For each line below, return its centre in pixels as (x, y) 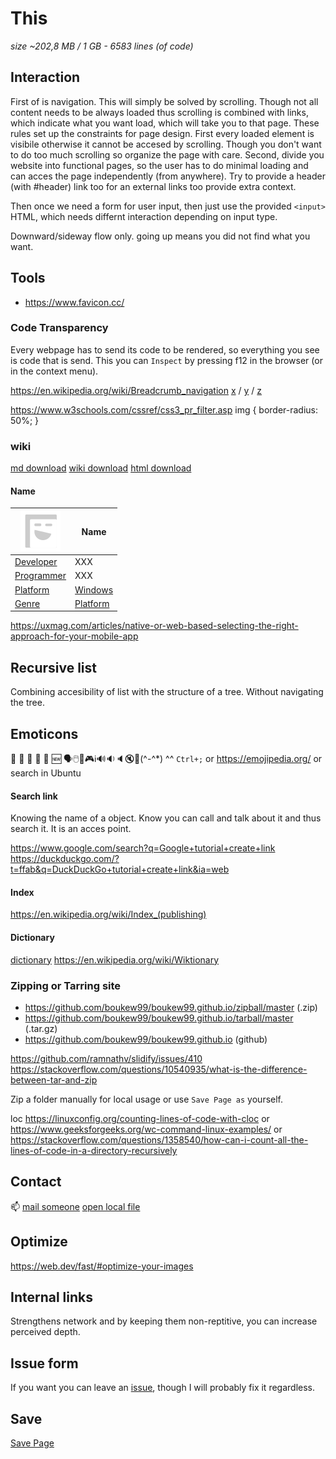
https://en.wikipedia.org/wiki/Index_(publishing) (108, 914)
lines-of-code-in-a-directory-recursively (94, 1150)
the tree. (27, 703)
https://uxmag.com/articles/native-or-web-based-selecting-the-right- (154, 626)
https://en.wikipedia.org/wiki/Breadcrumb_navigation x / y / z (136, 390)
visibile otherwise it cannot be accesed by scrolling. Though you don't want (166, 144)
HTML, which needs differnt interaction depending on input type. (144, 216)
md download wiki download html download (101, 468)
